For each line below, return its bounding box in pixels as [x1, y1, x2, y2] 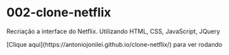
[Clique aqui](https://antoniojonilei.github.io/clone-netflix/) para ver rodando [6, 40, 223, 48]
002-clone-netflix [6, 5, 111, 20]
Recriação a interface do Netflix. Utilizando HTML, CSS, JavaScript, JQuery [6, 27, 221, 35]
